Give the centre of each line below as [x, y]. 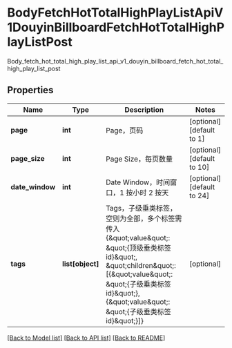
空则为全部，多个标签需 [144, 218]
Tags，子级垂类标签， [142, 208]
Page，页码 [125, 130]
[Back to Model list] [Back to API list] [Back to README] [86, 338]
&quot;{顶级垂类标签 [138, 248]
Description [144, 110]
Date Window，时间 [138, 182]
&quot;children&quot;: [141, 265]
